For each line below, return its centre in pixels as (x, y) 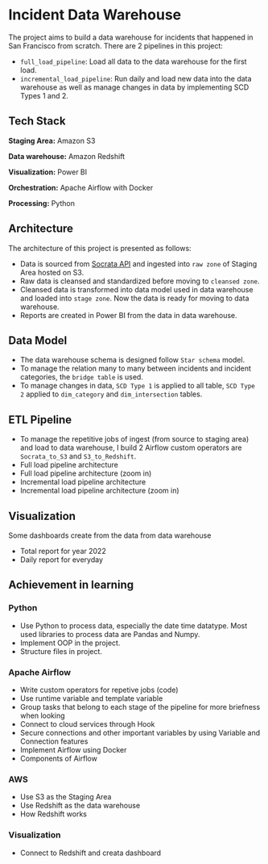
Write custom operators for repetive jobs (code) (99, 690)
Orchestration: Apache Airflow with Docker (81, 187)
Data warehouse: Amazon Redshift (67, 156)
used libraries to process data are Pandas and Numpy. (110, 634)
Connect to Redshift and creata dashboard (91, 853)
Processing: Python (41, 203)
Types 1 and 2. (44, 95)
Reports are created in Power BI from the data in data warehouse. (128, 315)
